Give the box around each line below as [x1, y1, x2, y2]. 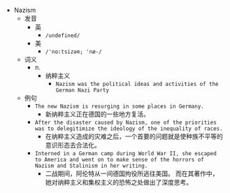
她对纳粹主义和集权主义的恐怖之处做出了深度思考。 [45, 178, 193, 186]
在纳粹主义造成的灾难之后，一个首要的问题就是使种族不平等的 [45, 132, 224, 141]
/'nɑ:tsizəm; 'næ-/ [45, 48, 103, 55]
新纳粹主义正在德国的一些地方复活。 [45, 110, 150, 118]
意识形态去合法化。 [45, 141, 101, 149]
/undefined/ [45, 32, 80, 39]
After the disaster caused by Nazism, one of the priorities [34, 119, 217, 126]
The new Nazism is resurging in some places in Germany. [34, 103, 204, 110]
